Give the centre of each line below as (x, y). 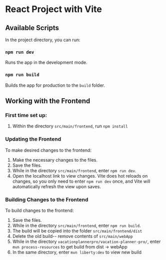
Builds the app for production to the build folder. (55, 85)
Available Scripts (32, 28)
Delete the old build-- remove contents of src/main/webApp (72, 236)
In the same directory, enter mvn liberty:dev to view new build (77, 252)
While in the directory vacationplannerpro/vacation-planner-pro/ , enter (86, 241)
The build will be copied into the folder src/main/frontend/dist (77, 231)
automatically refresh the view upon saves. (56, 186)
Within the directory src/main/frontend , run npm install (70, 126)
